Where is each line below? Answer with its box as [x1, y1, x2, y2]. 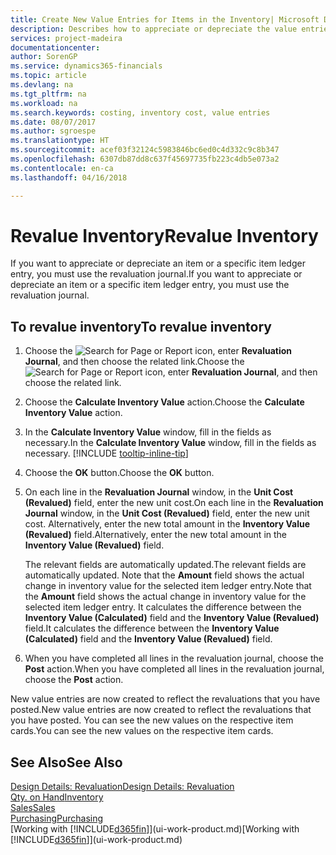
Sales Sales [10, 802, 56, 814]
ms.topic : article [10, 71, 87, 81]
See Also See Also [10, 754, 123, 771]
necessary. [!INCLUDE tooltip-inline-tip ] [24, 447, 189, 460]
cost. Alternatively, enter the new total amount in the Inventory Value [24, 518, 311, 530]
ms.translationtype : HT [10, 136, 110, 146]
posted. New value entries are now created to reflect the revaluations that [10, 704, 312, 716]
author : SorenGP [10, 52, 78, 62]
